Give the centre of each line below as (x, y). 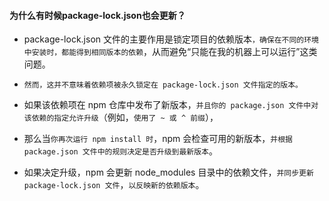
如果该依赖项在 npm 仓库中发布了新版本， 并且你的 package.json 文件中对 (171, 105)
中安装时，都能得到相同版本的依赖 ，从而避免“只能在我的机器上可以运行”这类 (170, 52)
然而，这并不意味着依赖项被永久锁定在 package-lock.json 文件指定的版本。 (163, 85)
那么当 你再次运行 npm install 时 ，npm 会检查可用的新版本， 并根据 (158, 139)
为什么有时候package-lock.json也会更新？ (97, 15)
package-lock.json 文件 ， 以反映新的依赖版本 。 (114, 185)
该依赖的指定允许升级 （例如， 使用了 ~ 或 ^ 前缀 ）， (121, 117)
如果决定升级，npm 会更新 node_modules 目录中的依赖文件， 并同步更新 (168, 172)
